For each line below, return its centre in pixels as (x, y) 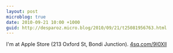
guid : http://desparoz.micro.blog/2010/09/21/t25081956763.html (86, 28)
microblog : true (26, 17)
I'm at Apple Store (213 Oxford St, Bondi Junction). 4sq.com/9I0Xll (86, 44)
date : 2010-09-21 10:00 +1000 (43, 22)
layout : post (22, 11)
